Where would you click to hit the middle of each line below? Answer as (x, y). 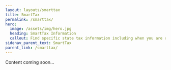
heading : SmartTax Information (43, 33)
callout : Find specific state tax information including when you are (86, 39)
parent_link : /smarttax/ (32, 48)
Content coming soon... (30, 62)
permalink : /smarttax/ (29, 19)
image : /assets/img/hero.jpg (41, 29)
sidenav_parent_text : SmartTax (38, 43)
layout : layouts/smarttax (33, 10)
